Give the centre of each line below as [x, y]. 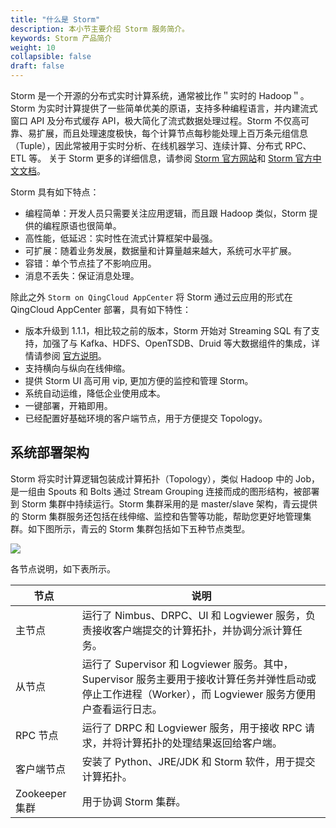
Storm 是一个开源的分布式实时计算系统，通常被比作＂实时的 [133, 95]
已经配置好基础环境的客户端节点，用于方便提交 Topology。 [146, 418]
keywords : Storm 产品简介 [61, 38]
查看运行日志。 [127, 709]
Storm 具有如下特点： [55, 192]
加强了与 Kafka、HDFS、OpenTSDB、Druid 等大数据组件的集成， [177, 343]
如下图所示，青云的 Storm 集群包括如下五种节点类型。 [139, 528]
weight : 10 [33, 47]
